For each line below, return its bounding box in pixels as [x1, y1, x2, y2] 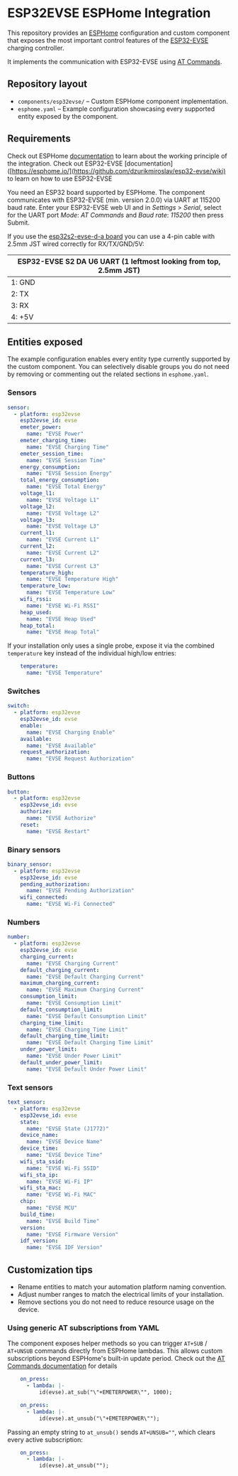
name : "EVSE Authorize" [25, 815, 97, 822]
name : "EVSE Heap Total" [25, 629, 100, 636]
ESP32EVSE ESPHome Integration [7, 5, 211, 21]
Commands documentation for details [7, 1362, 118, 1370]
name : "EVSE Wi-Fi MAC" [25, 1191, 97, 1199]
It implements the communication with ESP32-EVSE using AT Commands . [7, 57, 222, 65]
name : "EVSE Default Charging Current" [25, 973, 144, 980]
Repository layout [7, 78, 87, 90]
